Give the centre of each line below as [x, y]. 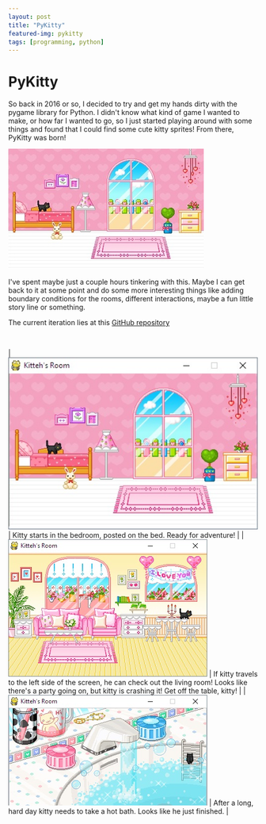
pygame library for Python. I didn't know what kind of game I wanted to [124, 113]
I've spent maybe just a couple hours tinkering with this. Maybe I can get [127, 282]
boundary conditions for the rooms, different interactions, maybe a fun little [131, 299]
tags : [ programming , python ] [56, 42]
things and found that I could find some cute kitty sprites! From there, [121, 129]
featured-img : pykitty [46, 33]
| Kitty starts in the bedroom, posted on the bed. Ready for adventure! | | [126, 535]
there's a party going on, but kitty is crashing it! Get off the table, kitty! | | [127, 691]
